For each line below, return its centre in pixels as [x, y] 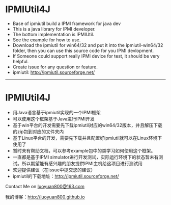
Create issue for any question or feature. [55, 67]
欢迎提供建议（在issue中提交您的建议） [54, 170]
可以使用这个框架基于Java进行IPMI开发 [54, 119]
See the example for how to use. [47, 40]
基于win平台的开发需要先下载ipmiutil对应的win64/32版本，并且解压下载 [88, 125]
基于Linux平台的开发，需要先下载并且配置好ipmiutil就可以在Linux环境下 [87, 138]
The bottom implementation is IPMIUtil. [53, 34]
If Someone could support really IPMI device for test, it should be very [86, 56]
